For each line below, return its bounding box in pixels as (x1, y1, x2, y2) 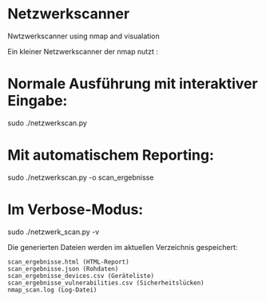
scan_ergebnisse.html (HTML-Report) (7, 257, 129, 266)
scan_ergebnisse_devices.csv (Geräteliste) (7, 272, 155, 280)
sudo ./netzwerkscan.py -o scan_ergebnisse (7, 173, 154, 182)
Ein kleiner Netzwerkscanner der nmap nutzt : (7, 46, 159, 56)
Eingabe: (7, 92, 68, 110)
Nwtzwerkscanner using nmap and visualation (7, 31, 161, 41)
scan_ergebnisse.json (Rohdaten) (7, 264, 119, 272)
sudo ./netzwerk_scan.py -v (7, 227, 100, 236)
